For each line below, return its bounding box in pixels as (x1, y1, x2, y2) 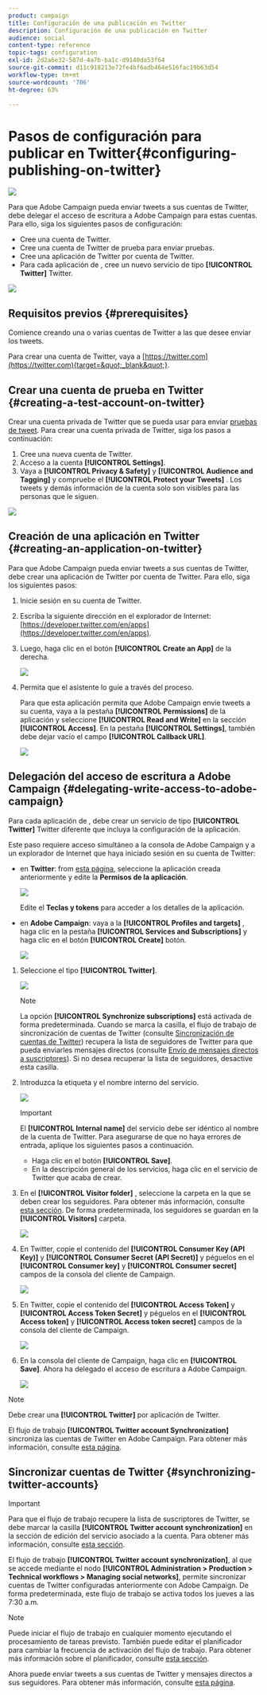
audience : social (8, 33, 66, 42)
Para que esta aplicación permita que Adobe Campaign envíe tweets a (19, 698, 251, 707)
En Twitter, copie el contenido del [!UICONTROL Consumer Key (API (19, 1244, 245, 1253)
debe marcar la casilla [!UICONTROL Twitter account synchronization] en (8, 1523, 253, 1532)
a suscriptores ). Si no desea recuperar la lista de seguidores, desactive (19, 1053, 253, 1063)
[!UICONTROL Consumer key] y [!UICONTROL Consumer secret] (19, 1260, 237, 1270)
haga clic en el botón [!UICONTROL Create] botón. (19, 934, 187, 945)
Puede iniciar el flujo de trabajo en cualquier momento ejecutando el (8, 1628, 232, 1638)
